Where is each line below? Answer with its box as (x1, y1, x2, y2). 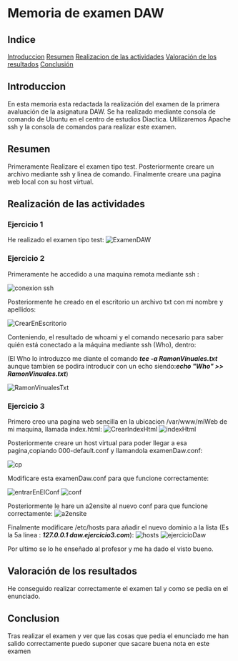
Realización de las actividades (7, 198, 145, 210)
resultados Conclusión (7, 60, 74, 69)
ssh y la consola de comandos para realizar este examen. (7, 122, 177, 131)
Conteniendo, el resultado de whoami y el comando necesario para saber (7, 332, 224, 341)
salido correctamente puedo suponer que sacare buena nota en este (7, 639, 210, 647)
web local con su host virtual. (7, 177, 94, 186)
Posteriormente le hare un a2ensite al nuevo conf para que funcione (7, 502, 209, 510)
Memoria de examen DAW (7, 5, 164, 21)
